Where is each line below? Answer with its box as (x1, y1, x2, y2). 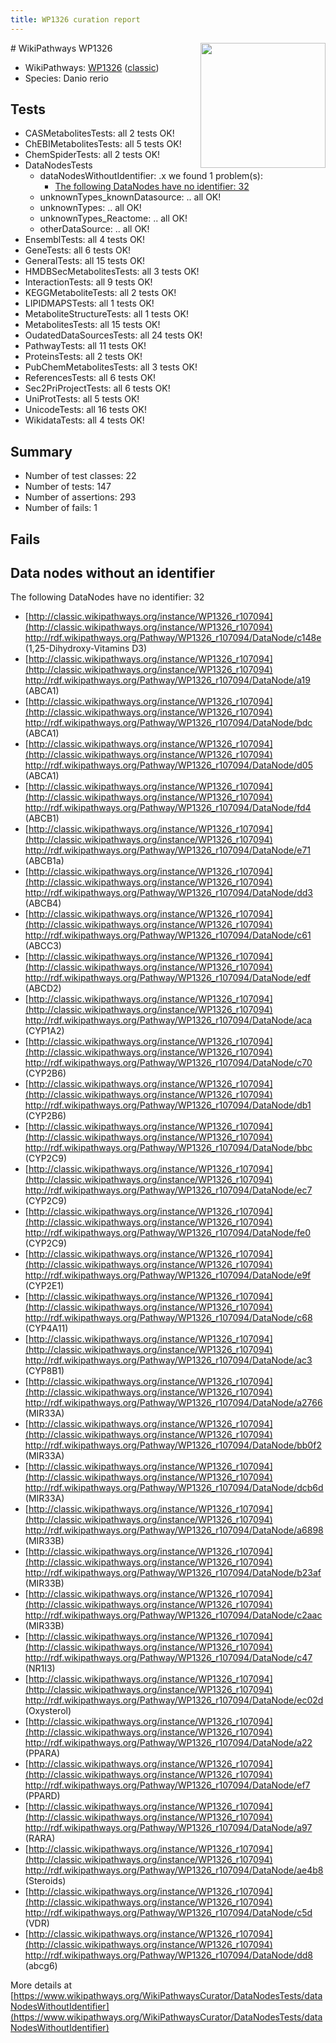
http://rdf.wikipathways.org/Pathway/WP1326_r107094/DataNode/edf (24, 972, 312, 984)
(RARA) (24, 1832, 56, 1845)
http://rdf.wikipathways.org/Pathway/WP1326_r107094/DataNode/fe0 (24, 1227, 311, 1239)
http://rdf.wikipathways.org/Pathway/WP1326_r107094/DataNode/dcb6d (24, 1482, 324, 1494)
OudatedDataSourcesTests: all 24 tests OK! (24, 329, 203, 341)
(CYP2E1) (24, 1280, 65, 1292)
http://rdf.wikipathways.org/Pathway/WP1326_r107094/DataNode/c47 (24, 1652, 313, 1664)
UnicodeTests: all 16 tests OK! (24, 404, 148, 416)
